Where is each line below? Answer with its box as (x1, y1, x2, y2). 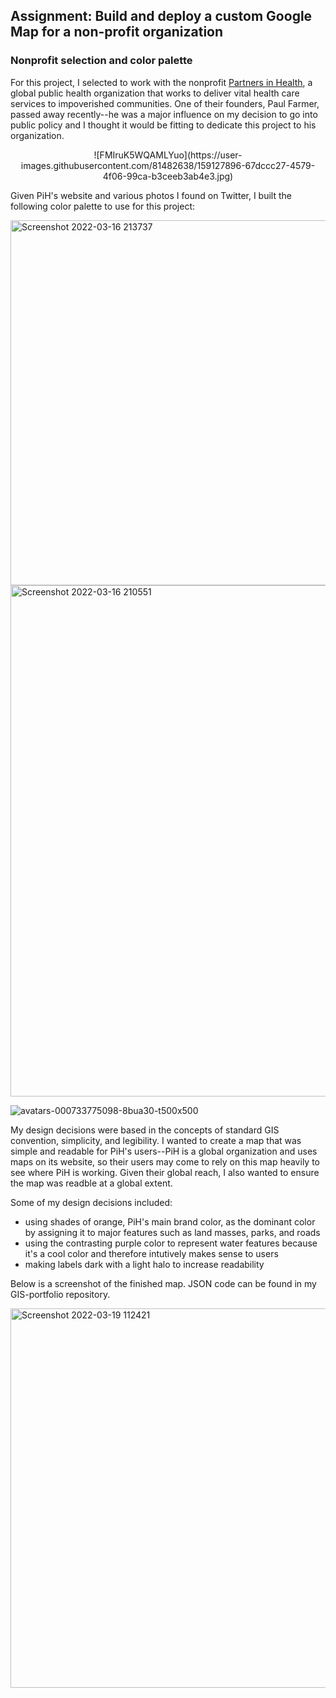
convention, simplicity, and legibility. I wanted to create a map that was (10, 1134, 302, 1146)
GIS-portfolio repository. (10, 1288, 111, 1300)
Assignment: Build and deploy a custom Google (10, 8, 313, 25)
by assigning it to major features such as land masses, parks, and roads (24, 1226, 321, 1238)
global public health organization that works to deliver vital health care (10, 87, 300, 99)
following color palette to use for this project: (10, 200, 196, 212)
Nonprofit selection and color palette (10, 54, 193, 68)
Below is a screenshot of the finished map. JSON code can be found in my (10, 1277, 317, 1289)
